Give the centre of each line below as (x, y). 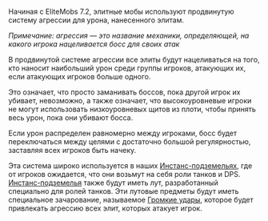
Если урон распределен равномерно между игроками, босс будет (123, 133)
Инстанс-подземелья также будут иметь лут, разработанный (113, 183)
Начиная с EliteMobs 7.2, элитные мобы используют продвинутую (121, 12)
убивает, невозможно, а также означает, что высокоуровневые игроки (130, 100)
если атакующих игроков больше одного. (80, 76)
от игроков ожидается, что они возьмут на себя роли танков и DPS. (124, 174)
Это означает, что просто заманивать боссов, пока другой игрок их (124, 92)
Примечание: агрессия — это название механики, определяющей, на (129, 36)
